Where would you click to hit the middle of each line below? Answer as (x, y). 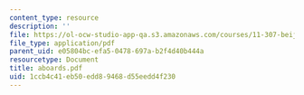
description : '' (40, 26)
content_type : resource (54, 18)
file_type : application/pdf (62, 43)
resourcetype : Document (54, 60)
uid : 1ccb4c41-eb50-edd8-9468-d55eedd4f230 (93, 77)
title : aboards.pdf (46, 69)
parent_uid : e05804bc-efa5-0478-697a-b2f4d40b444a (107, 52)
